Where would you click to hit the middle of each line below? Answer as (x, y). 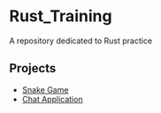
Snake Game (45, 89)
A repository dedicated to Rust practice (81, 41)
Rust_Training (61, 16)
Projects (33, 68)
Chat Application (52, 99)
